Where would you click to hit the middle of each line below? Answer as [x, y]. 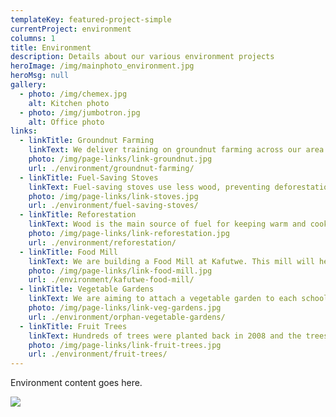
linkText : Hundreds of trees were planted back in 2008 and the [165, 336]
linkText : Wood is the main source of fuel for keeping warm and [167, 224]
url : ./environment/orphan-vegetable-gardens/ [127, 317]
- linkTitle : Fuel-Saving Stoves [89, 177]
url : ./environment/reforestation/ [102, 242]
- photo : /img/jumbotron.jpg [80, 112]
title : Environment [51, 47]
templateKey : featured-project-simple [91, 19]
